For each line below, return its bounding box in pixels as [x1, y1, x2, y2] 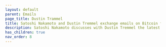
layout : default [5, 7, 39, 12]
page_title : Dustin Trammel [5, 16, 63, 21]
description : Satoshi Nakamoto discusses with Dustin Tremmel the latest [5, 25, 161, 30]
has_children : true [5, 30, 45, 35]
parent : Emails [5, 12, 37, 17]
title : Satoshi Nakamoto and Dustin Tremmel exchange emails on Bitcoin [5, 21, 158, 26]
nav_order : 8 [5, 35, 32, 40]
